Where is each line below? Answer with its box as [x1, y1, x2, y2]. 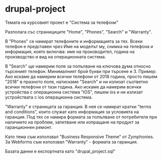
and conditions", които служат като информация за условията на [5, 108, 139, 115]
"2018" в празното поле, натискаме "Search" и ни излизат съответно [5, 79, 148, 85]
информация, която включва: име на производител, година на [5, 49, 135, 54]
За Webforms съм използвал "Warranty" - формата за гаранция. [5, 139, 138, 144]
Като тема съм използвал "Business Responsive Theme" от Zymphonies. [5, 134, 154, 140]
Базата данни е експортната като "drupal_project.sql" [5, 148, 116, 154]
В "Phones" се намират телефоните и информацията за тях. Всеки [5, 38, 143, 44]
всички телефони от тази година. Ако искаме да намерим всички [5, 84, 142, 89]
